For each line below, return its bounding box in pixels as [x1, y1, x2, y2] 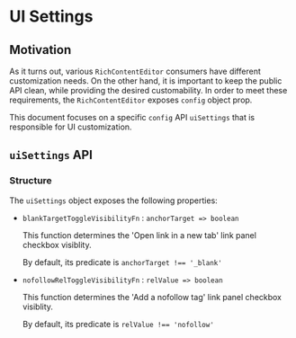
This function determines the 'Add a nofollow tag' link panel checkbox [22, 291, 282, 302]
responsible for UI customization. [9, 121, 132, 132]
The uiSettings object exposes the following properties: [9, 195, 218, 206]
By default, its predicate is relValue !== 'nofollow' [22, 318, 214, 329]
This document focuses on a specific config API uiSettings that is [9, 112, 256, 122]
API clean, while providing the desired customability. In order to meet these [9, 85, 288, 95]
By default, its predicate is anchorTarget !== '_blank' [22, 256, 222, 267]
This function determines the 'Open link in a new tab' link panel [22, 229, 256, 240]
